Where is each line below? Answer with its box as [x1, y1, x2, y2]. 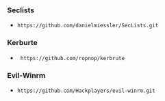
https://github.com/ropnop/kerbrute [20, 55, 125, 61]
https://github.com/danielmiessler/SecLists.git [16, 23, 159, 29]
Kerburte [7, 38, 38, 48]
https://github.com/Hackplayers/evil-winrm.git [16, 87, 155, 94]
